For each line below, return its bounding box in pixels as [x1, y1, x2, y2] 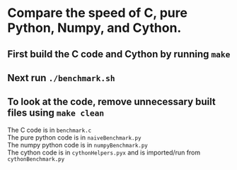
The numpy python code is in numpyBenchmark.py [7, 140, 149, 149]
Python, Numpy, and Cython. [7, 20, 182, 36]
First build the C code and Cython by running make [7, 48, 231, 60]
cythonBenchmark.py [7, 155, 65, 163]
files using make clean [7, 107, 105, 119]
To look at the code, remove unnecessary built [7, 96, 216, 108]
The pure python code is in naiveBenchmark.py [7, 133, 141, 142]
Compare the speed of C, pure [7, 5, 187, 21]
